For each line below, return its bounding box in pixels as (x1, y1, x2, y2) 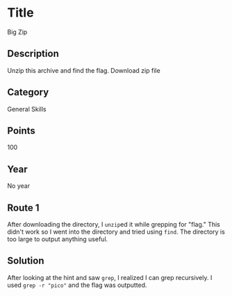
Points (7, 125, 36, 137)
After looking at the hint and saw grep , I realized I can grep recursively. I (7, 273, 213, 281)
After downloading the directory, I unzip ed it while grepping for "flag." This (7, 220, 220, 228)
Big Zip (7, 28, 28, 36)
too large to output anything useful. (7, 235, 108, 243)
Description (7, 48, 59, 60)
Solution (7, 255, 44, 267)
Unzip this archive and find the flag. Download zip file (7, 66, 161, 74)
